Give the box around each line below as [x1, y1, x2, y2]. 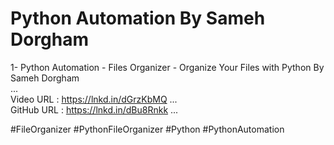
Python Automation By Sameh [10, 7, 266, 30]
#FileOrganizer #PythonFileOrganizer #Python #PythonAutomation [10, 123, 285, 135]
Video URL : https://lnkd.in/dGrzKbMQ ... [10, 93, 178, 105]
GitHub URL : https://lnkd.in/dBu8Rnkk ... [10, 103, 179, 116]
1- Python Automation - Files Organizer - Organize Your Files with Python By [10, 61, 325, 73]
